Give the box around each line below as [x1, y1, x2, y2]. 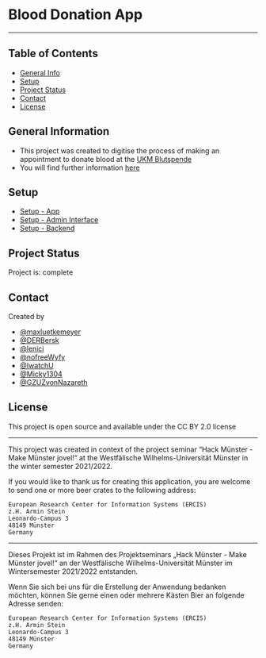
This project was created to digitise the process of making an [19, 145, 220, 156]
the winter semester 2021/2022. [8, 461, 113, 471]
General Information [8, 125, 110, 138]
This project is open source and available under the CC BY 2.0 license [8, 421, 237, 431]
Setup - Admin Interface [19, 215, 99, 225]
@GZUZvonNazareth [19, 378, 89, 387]
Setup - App [19, 206, 60, 216]
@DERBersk [19, 336, 59, 344]
